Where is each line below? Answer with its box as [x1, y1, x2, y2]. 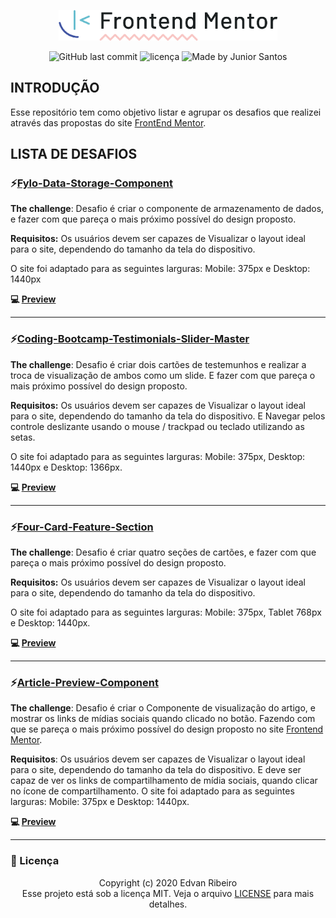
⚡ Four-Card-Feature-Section [10, 520, 154, 534]
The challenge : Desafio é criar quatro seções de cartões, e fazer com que [10, 546, 317, 558]
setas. [10, 431, 36, 443]
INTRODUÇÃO [10, 80, 100, 97]
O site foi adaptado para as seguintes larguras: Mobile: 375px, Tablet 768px [10, 606, 322, 618]
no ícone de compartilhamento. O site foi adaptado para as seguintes [10, 785, 295, 797]
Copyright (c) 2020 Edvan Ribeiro [98, 876, 238, 889]
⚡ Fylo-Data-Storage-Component [10, 176, 173, 190]
